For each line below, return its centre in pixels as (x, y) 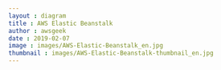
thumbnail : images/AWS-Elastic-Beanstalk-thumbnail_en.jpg (111, 53)
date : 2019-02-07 (39, 38)
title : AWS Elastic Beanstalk (61, 23)
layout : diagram (37, 16)
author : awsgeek (37, 31)
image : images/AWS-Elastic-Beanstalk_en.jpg (86, 46)
